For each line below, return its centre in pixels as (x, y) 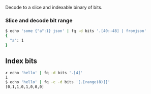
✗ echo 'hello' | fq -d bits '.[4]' (44, 73)
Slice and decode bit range (39, 20)
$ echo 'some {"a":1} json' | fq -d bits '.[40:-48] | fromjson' (76, 31)
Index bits (21, 61)
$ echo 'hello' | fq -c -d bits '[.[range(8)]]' (58, 82)
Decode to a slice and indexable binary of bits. (54, 7)
